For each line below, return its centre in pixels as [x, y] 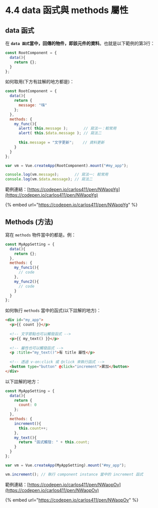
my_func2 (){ [26, 281]
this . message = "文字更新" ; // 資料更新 [61, 142]
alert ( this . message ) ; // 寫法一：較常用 [67, 128]
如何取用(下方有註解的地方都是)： [40, 82]
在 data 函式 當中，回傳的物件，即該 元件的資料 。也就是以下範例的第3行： [80, 43]
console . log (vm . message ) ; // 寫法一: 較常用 [57, 175]
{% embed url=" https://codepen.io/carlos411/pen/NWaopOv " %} [72, 500]
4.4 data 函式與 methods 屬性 [67, 10]
